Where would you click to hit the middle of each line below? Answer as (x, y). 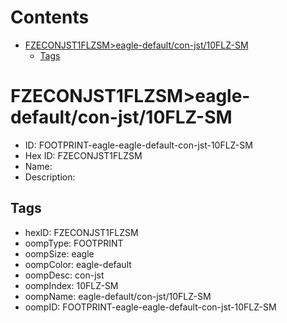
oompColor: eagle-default (78, 264)
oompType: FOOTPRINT (74, 243)
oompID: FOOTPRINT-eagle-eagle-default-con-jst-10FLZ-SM (150, 307)
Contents (50, 17)
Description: (50, 177)
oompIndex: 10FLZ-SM (71, 285)
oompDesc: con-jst (64, 275)
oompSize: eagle (59, 253)
